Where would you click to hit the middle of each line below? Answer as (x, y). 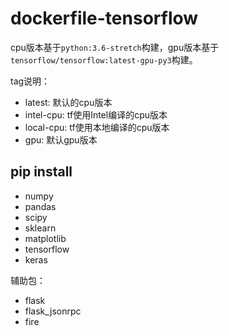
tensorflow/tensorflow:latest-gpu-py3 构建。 (104, 59)
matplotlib (45, 238)
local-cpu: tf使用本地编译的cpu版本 (97, 127)
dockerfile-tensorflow (104, 18)
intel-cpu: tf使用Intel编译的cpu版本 (96, 114)
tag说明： (30, 81)
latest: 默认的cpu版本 (68, 102)
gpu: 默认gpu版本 (61, 139)
